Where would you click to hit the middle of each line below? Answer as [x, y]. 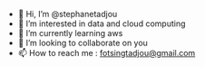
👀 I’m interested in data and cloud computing [102, 24]
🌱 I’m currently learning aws [70, 33]
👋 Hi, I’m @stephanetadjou [68, 14]
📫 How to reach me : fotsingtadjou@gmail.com [107, 53]
